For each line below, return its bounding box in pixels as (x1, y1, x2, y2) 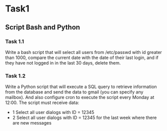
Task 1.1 (5, 38, 24, 45)
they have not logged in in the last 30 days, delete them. (5, 59, 121, 65)
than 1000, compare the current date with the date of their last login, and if (5, 54, 158, 60)
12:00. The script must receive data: (5, 99, 79, 105)
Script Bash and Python (5, 23, 80, 31)
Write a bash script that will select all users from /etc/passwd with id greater (5, 49, 162, 55)
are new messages (12, 120, 51, 126)
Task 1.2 (5, 72, 26, 79)
